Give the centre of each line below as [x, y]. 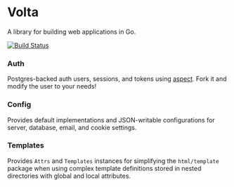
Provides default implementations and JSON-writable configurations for [111, 120]
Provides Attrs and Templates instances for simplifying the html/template [113, 161]
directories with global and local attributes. [69, 176]
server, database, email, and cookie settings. [72, 127]
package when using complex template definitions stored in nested [104, 168]
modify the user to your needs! [52, 86]
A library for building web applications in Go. [72, 32]
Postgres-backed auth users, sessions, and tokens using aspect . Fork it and [117, 79]
